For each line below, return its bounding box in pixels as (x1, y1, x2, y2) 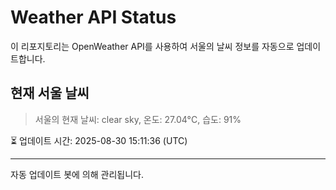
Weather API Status (10, 6, 177, 29)
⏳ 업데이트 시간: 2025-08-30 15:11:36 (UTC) (10, 134, 188, 146)
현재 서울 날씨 (10, 85, 90, 102)
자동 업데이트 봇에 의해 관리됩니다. (10, 168, 144, 180)
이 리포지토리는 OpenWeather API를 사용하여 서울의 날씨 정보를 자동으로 (10, 40, 295, 52)
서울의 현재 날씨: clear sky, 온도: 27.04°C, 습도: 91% (34, 113, 242, 125)
